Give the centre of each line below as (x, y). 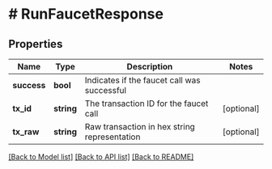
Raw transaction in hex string (140, 127)
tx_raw (26, 132)
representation (113, 137)
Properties (36, 44)
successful (106, 90)
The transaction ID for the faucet (147, 104)
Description (150, 67)
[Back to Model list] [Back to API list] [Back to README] (101, 157)
